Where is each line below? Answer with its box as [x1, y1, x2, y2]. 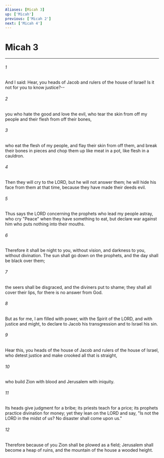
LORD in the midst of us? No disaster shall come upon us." [5, 415, 123, 421]
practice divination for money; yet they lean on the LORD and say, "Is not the [5, 410, 159, 416]
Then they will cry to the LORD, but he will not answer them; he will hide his [5, 179, 156, 185]
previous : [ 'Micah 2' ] [5, 16, 51, 21]
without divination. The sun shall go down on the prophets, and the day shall [5, 253, 159, 259]
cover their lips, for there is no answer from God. [5, 289, 103, 295]
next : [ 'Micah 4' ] [5, 21, 42, 26]
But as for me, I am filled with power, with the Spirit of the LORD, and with [5, 316, 153, 322]
